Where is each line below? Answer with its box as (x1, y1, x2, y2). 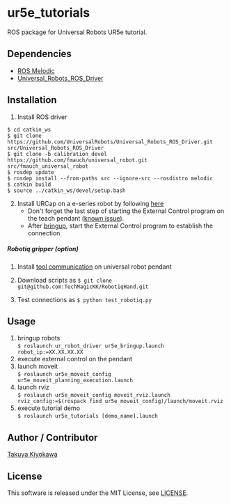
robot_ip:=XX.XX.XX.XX (17, 349, 83, 356)
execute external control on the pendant (17, 355, 133, 363)
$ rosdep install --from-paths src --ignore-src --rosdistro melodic (7, 175, 214, 182)
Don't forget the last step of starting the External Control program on (27, 207, 225, 215)
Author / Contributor (7, 432, 98, 443)
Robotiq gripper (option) (7, 245, 79, 253)
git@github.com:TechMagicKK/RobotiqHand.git (17, 283, 149, 290)
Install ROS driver (17, 113, 67, 121)
